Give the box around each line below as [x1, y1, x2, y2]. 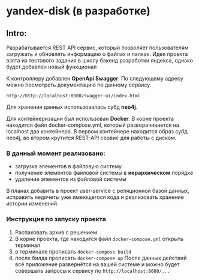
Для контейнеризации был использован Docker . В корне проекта [6, 115, 174, 122]
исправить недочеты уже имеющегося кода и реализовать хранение [6, 193, 184, 201]
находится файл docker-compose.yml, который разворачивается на [6, 121, 180, 129]
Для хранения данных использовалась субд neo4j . [6, 103, 138, 111]
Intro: [6, 28, 27, 38]
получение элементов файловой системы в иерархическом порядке [14, 169, 194, 177]
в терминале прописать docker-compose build [14, 248, 132, 255]
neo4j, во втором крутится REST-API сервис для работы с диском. [6, 134, 177, 141]
